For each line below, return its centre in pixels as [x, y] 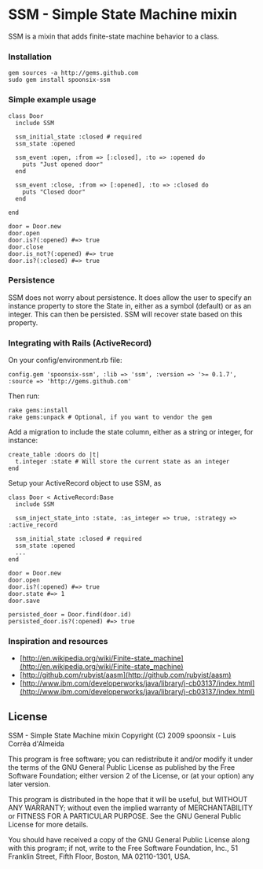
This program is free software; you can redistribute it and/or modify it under [131, 759]
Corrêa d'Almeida [37, 744]
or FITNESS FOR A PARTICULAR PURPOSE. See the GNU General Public [125, 816]
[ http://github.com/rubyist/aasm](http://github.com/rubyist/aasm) [125, 675]
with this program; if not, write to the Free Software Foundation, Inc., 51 [123, 849]
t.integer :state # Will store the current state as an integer [122, 462]
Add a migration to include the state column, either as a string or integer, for [131, 432]
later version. [29, 784]
